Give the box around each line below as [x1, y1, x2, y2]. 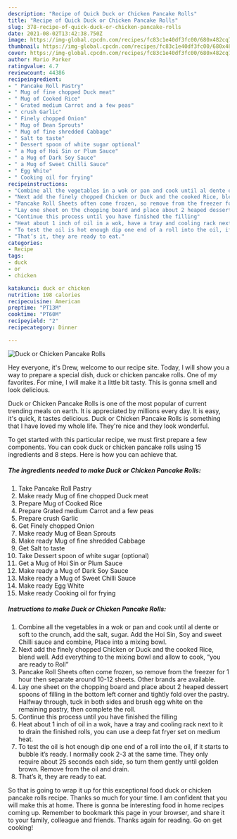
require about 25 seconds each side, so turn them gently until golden [18, 757, 219, 766]
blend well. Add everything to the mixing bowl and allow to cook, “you [18, 652, 221, 661]
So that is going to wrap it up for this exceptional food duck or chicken [8, 786, 212, 794]
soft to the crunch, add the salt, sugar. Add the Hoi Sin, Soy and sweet [18, 630, 222, 638]
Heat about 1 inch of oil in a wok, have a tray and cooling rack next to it [18, 719, 224, 728]
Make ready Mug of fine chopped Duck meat [18, 491, 148, 500]
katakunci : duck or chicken [8, 284, 91, 292]
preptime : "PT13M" [8, 304, 62, 312]
